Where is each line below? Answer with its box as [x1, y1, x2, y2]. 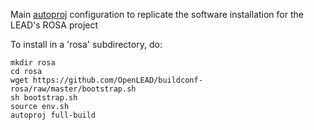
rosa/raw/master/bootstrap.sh [10, 84, 137, 94]
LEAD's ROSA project [10, 19, 99, 31]
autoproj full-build [10, 110, 97, 120]
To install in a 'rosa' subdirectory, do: [10, 39, 163, 50]
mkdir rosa [10, 58, 56, 68]
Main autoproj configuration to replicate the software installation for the [10, 9, 304, 20]
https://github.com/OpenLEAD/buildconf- [32, 75, 203, 85]
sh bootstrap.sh [10, 93, 78, 103]
